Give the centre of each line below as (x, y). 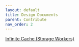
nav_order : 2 (19, 24)
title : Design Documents (32, 15)
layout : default (22, 10)
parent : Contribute (26, 19)
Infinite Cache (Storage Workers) (40, 39)
